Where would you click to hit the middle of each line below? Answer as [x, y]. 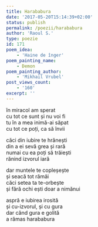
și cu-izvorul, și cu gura [34, 206]
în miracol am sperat [31, 110]
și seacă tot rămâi [28, 176]
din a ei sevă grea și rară [36, 146]
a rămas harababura [31, 219]
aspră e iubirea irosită [32, 200]
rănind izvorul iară [28, 158]
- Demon [26, 66]
